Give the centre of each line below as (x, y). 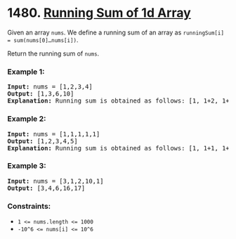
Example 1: (26, 72)
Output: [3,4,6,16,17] (46, 188)
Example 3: (27, 166)
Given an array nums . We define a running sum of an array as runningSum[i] (116, 32)
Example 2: (27, 119)
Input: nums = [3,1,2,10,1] (55, 181)
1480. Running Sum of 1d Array (99, 13)
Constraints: (29, 206)
